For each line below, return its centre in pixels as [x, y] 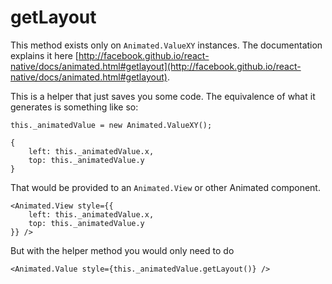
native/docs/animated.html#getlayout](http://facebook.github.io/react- [156, 66]
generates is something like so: [74, 107]
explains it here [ [44, 55]
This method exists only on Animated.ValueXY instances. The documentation [166, 45]
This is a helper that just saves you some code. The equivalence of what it [163, 96]
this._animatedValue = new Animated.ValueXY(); [111, 125]
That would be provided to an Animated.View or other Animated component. [165, 187]
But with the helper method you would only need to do [122, 250]
